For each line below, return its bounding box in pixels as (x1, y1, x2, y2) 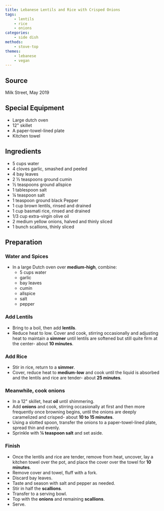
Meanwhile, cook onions (5, 387, 65, 394)
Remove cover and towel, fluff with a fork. (12, 469, 98, 475)
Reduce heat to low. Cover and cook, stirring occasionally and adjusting (12, 330, 159, 336)
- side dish (14, 35, 39, 40)
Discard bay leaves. (12, 475, 53, 481)
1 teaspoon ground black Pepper (12, 197, 79, 203)
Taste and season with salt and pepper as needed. (12, 480, 115, 486)
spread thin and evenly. (12, 425, 60, 431)
